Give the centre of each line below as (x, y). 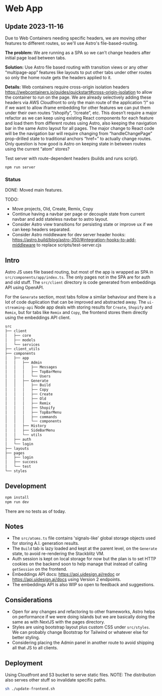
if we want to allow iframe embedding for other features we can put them (78, 108)
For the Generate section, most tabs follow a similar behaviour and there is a (80, 297)
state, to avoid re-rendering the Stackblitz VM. (58, 554)
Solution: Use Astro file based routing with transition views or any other (77, 67)
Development (26, 486)
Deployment (24, 663)
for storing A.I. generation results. (45, 543)
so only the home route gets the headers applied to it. (59, 78)
